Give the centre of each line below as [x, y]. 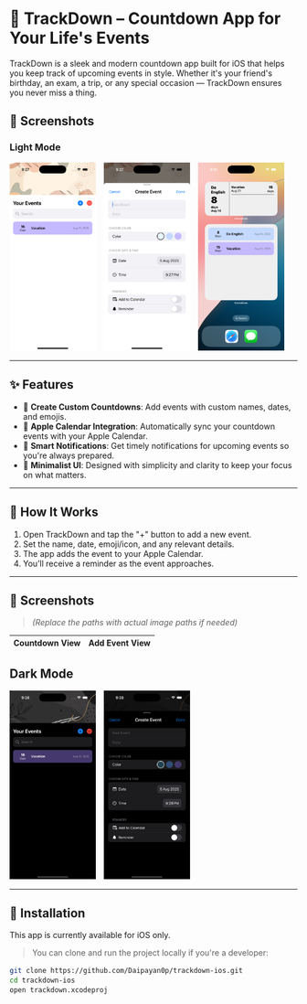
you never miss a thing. [53, 92]
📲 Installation [48, 913]
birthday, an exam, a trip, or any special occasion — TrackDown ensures [146, 82]
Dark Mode [42, 673]
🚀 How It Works [54, 513]
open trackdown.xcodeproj [58, 990]
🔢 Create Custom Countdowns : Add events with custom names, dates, [157, 407]
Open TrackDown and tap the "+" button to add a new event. [137, 534]
